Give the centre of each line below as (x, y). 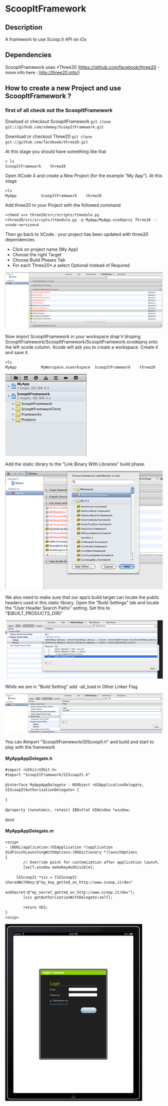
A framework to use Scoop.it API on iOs (46, 39)
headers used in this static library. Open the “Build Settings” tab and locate (82, 603)
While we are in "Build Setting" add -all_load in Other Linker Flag (71, 687)
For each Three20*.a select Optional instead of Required (71, 265)
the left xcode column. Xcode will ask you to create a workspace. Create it (82, 347)
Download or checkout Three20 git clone (49, 136)
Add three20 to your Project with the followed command (63, 205)
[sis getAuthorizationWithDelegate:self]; (68, 898)
